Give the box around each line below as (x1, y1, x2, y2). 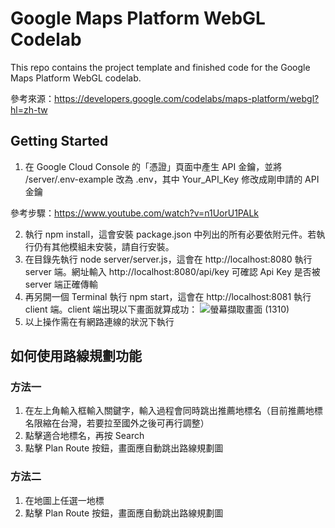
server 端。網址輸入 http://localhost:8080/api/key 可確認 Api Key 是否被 (24, 265, 321, 277)
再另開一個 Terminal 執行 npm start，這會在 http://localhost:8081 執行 (24, 290, 312, 302)
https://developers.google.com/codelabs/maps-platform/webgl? (54, 92, 320, 104)
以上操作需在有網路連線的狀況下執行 (24, 315, 175, 327)
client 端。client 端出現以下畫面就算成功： (24, 303, 198, 315)
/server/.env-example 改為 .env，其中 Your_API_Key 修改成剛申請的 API (24, 173, 320, 185)
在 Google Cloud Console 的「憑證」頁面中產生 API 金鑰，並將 (24, 160, 283, 172)
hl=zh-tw (10, 103, 48, 116)
